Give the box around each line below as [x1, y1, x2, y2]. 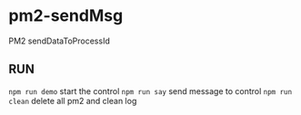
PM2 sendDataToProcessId [8, 35, 110, 46]
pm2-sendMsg [8, 5, 124, 26]
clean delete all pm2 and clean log [8, 95, 137, 106]
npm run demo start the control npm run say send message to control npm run [8, 85, 293, 96]
